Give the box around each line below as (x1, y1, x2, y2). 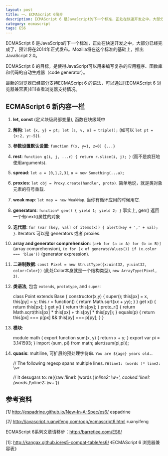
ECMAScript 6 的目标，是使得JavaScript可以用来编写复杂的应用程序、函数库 (5, 63, 163, 69)
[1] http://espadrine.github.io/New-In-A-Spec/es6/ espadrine (5, 409, 131, 415)
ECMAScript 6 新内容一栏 (5, 102, 85, 111)
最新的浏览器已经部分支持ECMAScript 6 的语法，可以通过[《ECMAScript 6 (5, 80, 156, 86)
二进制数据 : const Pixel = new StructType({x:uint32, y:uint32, (12, 261, 147, 267)
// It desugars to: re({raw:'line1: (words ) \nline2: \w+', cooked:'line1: (12, 374, 151, 380)
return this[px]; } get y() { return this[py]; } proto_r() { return (12, 304, 136, 309)
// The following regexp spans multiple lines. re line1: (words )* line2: (12, 360, 161, 366)
